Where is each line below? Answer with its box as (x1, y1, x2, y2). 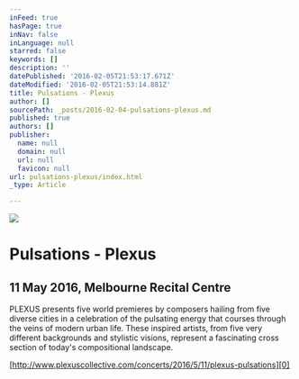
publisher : (9, 131, 50, 140)
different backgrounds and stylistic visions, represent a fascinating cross (9, 332, 279, 343)
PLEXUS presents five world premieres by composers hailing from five (9, 303, 271, 315)
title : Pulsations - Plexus (9, 88, 115, 97)
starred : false (9, 47, 67, 56)
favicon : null (17, 164, 70, 173)
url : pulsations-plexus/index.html (9, 172, 143, 181)
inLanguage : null (9, 38, 75, 48)
